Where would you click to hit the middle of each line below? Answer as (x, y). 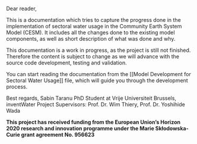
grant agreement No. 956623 (58, 135)
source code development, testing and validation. (67, 63)
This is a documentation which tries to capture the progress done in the (93, 20)
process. (17, 87)
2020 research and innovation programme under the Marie (80, 128)
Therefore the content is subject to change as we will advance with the (93, 56)
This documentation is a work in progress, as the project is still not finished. (99, 50)
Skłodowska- (172, 128)
